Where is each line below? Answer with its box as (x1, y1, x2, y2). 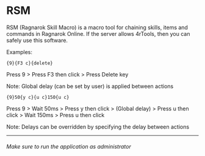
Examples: (6, 48, 32, 55)
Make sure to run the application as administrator (6, 143, 131, 150)
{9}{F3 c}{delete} (6, 60, 53, 66)
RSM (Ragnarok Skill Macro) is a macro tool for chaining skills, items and (6, 24, 188, 31)
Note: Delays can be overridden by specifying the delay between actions (6, 123, 190, 131)
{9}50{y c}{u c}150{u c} (6, 94, 70, 100)
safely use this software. (6, 36, 68, 44)
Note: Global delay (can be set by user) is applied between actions (6, 83, 174, 90)
